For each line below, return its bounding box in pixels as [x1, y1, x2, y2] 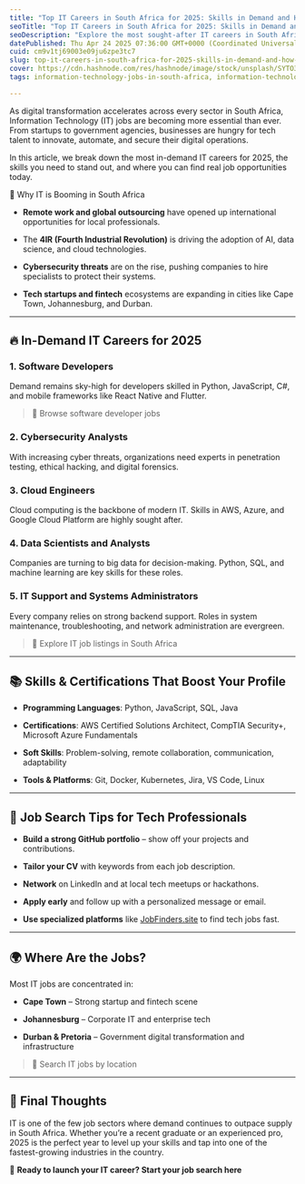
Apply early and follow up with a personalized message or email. [22, 897, 267, 908]
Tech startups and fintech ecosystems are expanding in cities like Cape [22, 288, 294, 299]
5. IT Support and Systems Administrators [9, 590, 199, 603]
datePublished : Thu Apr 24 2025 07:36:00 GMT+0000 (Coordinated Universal [9, 38, 299, 48]
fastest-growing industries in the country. [9, 1147, 164, 1158]
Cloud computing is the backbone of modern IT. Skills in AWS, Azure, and [9, 505, 285, 516]
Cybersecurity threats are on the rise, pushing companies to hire [22, 261, 269, 272]
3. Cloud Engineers [9, 484, 95, 497]
